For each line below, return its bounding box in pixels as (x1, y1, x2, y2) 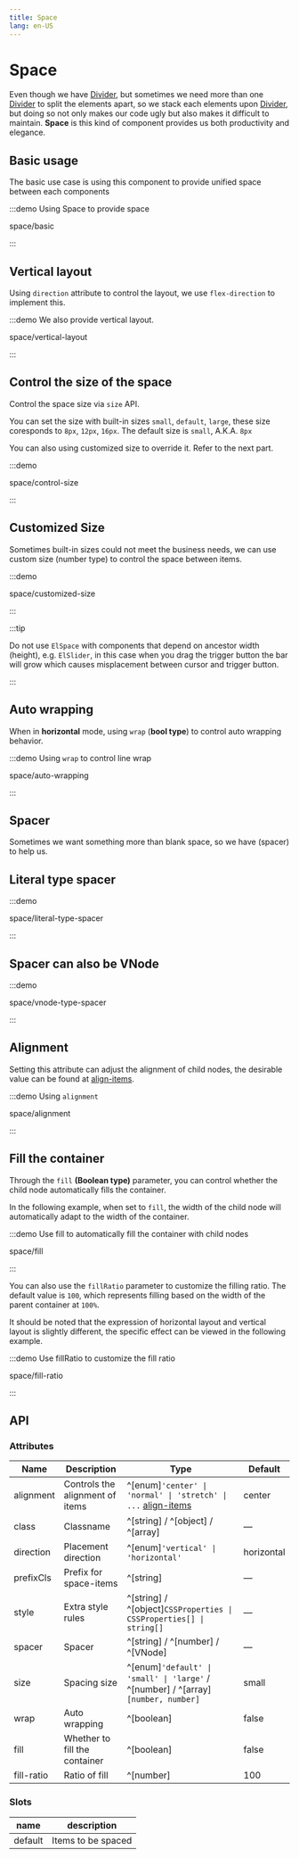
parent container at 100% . (9, 1299, 100, 1310)
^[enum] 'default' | (126, 1661, 212, 1673)
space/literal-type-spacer (9, 913, 104, 924)
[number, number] (126, 1695, 200, 1705)
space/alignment (9, 1107, 71, 1118)
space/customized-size (9, 588, 96, 599)
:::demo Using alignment (9, 1091, 99, 1101)
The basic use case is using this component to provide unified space (9, 177, 262, 187)
